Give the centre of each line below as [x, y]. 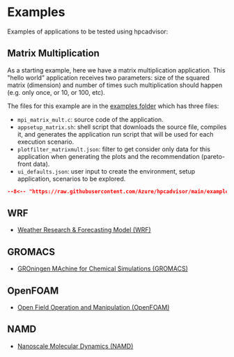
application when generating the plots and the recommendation [108, 156]
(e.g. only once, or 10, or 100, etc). [56, 92]
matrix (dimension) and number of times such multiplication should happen [115, 85]
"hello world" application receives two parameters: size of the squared [109, 77]
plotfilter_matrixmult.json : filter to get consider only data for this [114, 149]
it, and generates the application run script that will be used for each [115, 134]
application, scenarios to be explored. [71, 178]
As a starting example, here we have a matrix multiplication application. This [116, 70]
